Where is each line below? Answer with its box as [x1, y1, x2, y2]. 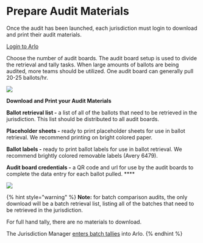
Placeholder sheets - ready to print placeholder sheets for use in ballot [6, 127, 186, 135]
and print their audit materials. [6, 30, 82, 38]
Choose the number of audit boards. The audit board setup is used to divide [6, 54, 197, 62]
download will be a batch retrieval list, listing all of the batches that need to [6, 200, 194, 207]
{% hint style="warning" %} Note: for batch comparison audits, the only [6, 193, 188, 200]
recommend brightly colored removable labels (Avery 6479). [6, 152, 158, 159]
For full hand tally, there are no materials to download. [6, 218, 142, 225]
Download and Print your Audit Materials [6, 97, 112, 104]
